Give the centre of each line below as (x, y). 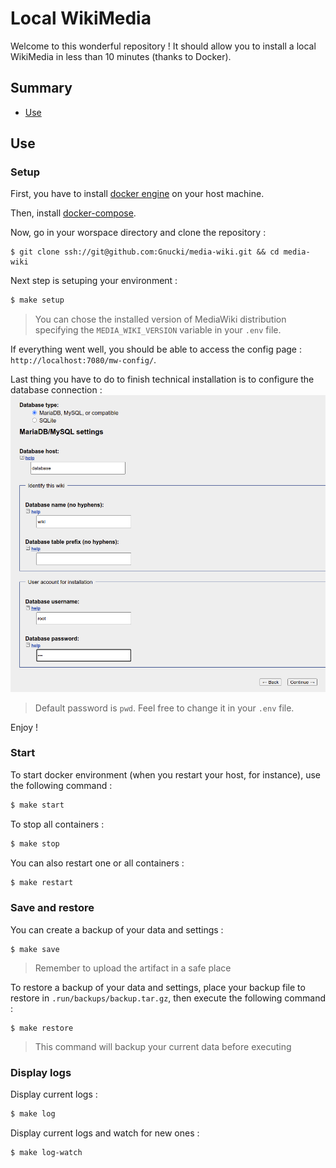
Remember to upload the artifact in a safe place (133, 968)
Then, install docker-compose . (73, 213)
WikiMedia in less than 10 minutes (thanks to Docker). (121, 56)
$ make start (37, 805)
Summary (41, 88)
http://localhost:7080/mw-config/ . (83, 360)
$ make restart (42, 882)
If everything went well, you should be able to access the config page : (156, 349)
